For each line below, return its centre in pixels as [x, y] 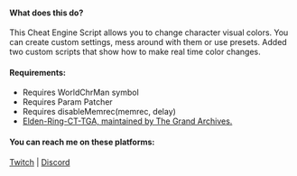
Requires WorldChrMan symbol [81, 93]
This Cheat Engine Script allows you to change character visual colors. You [149, 32]
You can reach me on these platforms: [82, 142]
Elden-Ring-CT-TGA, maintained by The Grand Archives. [127, 121]
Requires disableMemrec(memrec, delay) [99, 112]
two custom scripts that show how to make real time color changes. [135, 52]
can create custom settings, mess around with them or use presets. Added [148, 42]
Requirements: [37, 72]
